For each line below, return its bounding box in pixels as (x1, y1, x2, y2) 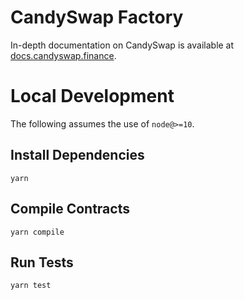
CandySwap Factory (10, 6, 184, 29)
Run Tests (10, 254, 74, 271)
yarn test (10, 281, 52, 291)
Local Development (10, 85, 175, 108)
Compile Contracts (10, 201, 130, 218)
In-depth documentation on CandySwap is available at (10, 39, 235, 51)
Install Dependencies (10, 147, 145, 164)
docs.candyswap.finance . (10, 49, 117, 61)
